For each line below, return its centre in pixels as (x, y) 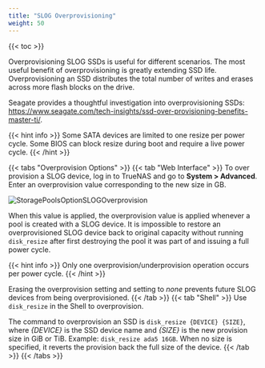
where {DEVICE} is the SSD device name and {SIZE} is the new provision (128, 330)
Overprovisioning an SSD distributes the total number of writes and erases (131, 78)
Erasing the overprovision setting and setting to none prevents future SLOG (132, 289)
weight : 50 (26, 23)
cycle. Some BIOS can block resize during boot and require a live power (127, 143)
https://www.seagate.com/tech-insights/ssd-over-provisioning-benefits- (128, 111)
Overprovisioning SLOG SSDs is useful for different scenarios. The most (127, 62)
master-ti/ (24, 119)
